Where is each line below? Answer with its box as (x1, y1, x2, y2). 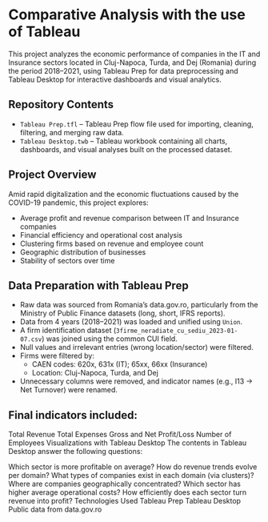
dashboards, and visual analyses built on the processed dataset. (19, 144, 233, 154)
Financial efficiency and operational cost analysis (19, 230, 182, 239)
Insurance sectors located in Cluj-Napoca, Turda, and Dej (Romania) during (8, 58, 257, 67)
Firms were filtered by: (19, 351, 94, 361)
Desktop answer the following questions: (8, 447, 142, 456)
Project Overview (8, 168, 97, 182)
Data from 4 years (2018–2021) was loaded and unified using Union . (19, 317, 243, 327)
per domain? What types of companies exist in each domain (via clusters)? (8, 471, 254, 480)
